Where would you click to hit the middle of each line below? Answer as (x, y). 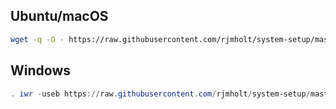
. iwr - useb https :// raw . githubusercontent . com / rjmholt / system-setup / (160, 94)
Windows (40, 70)
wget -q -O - (37, 39)
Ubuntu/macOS (59, 16)
